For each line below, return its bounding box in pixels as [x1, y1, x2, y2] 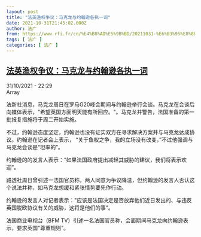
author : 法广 [6, 25, 37, 32]
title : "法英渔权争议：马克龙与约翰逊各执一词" [6, 14, 111, 20]
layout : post [6, 8, 39, 15]
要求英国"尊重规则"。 [16, 224, 69, 231]
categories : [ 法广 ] [6, 42, 59, 48]
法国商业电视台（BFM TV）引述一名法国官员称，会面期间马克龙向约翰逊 [6, 217, 184, 224]
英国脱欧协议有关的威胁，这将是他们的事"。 [6, 204, 114, 211]
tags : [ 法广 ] [6, 37, 42, 42]
